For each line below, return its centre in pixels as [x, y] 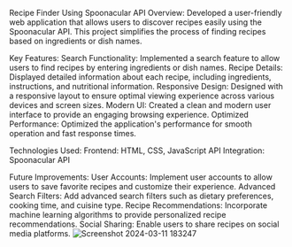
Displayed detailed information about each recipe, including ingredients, [140, 77]
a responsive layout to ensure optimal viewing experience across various [142, 96]
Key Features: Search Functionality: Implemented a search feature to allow [145, 58]
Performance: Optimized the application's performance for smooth [131, 124]
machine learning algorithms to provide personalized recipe [118, 215]
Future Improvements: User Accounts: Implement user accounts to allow [141, 177]
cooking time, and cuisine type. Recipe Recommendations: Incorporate [138, 205]
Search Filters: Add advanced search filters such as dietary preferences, [142, 196]
